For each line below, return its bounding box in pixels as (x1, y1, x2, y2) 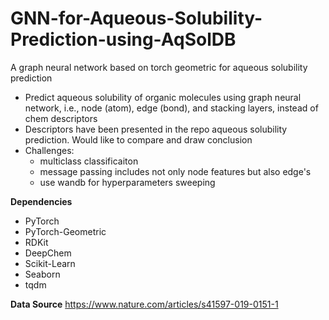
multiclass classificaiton (39, 155, 139, 167)
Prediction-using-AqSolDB (10, 28, 237, 51)
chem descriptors (24, 112, 98, 124)
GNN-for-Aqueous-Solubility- (10, 7, 263, 30)
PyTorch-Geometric (24, 225, 107, 237)
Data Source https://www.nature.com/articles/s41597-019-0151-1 (10, 298, 279, 310)
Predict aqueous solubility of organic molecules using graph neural (24, 91, 302, 103)
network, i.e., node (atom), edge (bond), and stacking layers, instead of (24, 102, 319, 114)
